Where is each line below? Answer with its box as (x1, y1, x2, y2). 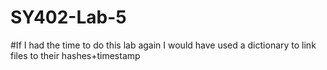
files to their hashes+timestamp (10, 49, 141, 61)
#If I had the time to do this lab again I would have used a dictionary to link (10, 39, 317, 51)
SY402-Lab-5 (10, 6, 127, 29)
